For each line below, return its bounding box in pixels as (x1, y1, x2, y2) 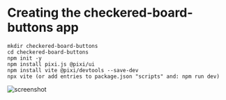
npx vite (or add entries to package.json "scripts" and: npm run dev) (7, 73, 220, 80)
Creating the (7, 5, 82, 21)
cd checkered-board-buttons (7, 49, 89, 56)
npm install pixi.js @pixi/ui (7, 60, 96, 67)
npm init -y (7, 54, 42, 62)
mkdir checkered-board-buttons (7, 42, 98, 49)
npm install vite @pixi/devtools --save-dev (7, 67, 139, 74)
